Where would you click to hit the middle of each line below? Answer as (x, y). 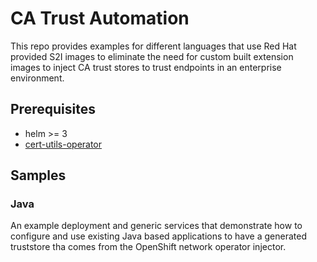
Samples (38, 175)
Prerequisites (53, 109)
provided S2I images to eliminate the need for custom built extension (152, 56)
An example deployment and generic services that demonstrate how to (156, 226)
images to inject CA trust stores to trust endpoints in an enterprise (146, 67)
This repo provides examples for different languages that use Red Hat (153, 46)
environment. (37, 78)
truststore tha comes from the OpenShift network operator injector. (148, 247)
